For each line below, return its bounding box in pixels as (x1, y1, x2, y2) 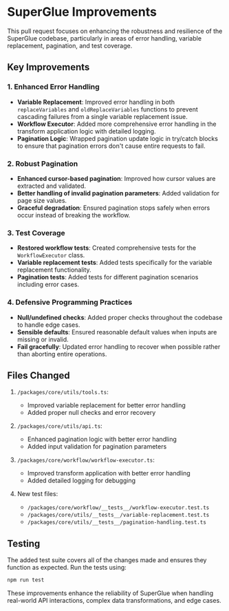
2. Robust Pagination (7, 159, 78, 169)
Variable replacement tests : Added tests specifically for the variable (17, 259, 212, 267)
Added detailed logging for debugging (27, 476, 136, 485)
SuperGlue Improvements (7, 4, 157, 20)
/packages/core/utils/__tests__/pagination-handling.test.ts (27, 519, 206, 526)
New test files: (17, 490, 58, 498)
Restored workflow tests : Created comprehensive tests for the (17, 244, 197, 252)
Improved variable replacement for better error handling (27, 401, 186, 409)
